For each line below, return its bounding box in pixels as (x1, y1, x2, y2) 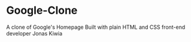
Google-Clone (6, 4, 78, 17)
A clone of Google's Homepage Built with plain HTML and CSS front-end (6, 23, 186, 31)
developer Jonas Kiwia (6, 29, 63, 37)
